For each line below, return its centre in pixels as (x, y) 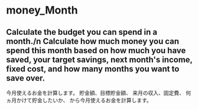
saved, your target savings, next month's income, (99, 60)
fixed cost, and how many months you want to (93, 69)
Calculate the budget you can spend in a (82, 32)
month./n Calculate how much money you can (92, 41)
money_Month (42, 10)
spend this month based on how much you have (96, 50)
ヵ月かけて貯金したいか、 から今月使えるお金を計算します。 (79, 100)
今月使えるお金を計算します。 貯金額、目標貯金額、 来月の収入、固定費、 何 (98, 93)
